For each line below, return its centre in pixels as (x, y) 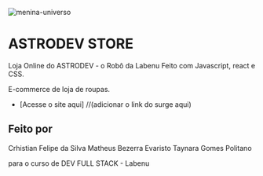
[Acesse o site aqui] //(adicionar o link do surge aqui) (106, 104)
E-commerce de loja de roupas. (59, 89)
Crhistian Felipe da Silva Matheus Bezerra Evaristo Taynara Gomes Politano (130, 148)
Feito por (30, 129)
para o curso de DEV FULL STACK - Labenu (79, 163)
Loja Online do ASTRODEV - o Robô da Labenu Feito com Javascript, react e (132, 65)
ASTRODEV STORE (71, 44)
